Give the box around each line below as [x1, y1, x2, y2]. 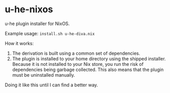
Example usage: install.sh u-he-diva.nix [5, 30, 95, 36]
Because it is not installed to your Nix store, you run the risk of [12, 61, 144, 67]
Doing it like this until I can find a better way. [5, 82, 98, 88]
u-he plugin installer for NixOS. [5, 20, 70, 27]
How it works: [5, 40, 34, 46]
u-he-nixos [5, 4, 53, 15]
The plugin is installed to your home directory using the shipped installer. [12, 55, 166, 62]
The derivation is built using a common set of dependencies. [12, 50, 140, 56]
